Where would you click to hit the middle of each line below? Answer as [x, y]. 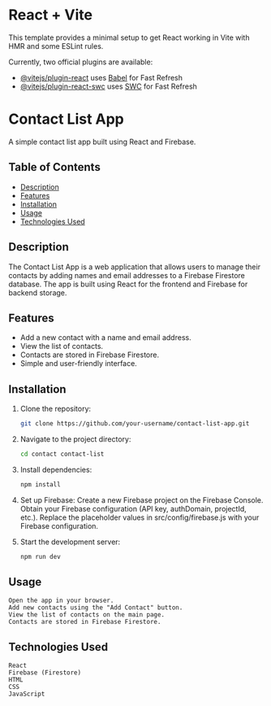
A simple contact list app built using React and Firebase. [102, 142]
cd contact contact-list [62, 454]
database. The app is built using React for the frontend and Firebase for [128, 284]
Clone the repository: [56, 409]
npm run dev [40, 556]
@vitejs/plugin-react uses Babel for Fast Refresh [101, 77]
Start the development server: [70, 542]
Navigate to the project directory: [75, 439]
